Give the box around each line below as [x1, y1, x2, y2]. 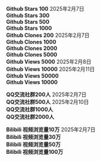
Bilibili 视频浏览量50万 [6, 141, 61, 148]
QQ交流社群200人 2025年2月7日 [6, 91, 87, 98]
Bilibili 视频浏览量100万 [6, 148, 64, 155]
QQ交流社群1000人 [6, 106, 53, 113]
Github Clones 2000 [6, 45, 58, 52]
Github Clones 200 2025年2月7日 [6, 32, 90, 39]
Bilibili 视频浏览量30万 [6, 134, 61, 140]
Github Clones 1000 [6, 38, 56, 45]
